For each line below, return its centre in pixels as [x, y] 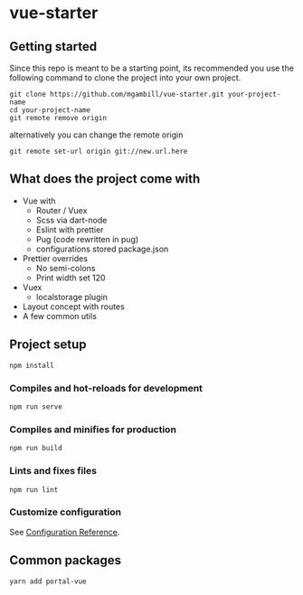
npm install [32, 365]
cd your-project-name [50, 110]
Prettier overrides [55, 258]
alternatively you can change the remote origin [96, 135]
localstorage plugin [72, 297]
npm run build [36, 449]
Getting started [53, 47]
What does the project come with [105, 179]
